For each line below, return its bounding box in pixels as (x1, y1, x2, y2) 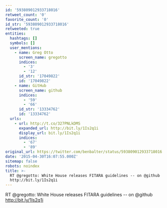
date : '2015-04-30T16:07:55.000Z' (5, 154, 79, 159)
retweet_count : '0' (5, 12, 47, 17)
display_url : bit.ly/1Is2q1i (18, 130, 81, 135)
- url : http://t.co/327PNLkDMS (14, 121, 81, 126)
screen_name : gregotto (18, 54, 67, 60)
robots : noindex (5, 163, 40, 168)
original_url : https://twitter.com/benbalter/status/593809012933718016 (5, 150, 162, 155)
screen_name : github (18, 87, 62, 93)
